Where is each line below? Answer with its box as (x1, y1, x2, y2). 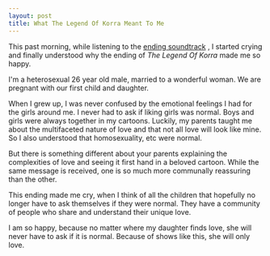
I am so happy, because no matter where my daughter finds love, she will (8, 223, 252, 233)
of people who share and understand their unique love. (8, 207, 192, 216)
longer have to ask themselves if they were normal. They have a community (8, 199, 260, 208)
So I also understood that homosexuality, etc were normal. (8, 132, 202, 142)
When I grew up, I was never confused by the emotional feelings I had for (8, 99, 253, 108)
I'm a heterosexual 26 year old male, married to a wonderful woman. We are (8, 74, 261, 84)
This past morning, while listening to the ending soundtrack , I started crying (8, 41, 263, 51)
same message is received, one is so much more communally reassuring (8, 166, 251, 175)
